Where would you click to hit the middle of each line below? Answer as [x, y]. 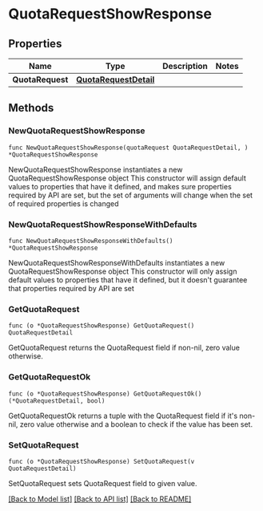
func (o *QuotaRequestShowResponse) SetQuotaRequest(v [102, 461]
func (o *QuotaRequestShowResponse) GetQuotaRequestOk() [105, 394]
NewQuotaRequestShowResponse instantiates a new [96, 169]
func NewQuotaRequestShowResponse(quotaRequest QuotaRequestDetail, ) [128, 148]
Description [185, 66]
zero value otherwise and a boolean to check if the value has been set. [136, 424]
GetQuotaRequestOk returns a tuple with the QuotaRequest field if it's [123, 416]
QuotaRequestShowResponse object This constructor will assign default [127, 178]
